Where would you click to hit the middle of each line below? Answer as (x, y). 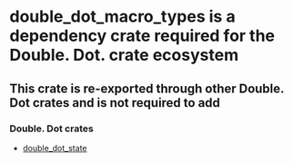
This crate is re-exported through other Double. (147, 88)
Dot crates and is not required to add (115, 103)
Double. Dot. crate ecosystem (124, 55)
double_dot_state (55, 148)
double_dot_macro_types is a (122, 17)
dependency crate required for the (142, 36)
